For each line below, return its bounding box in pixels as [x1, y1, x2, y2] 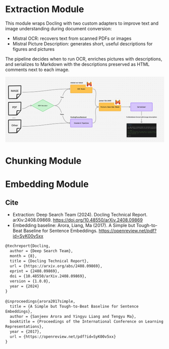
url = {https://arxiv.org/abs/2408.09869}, [10, 264, 102, 269]
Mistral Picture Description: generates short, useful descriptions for [12, 40, 153, 46]
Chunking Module [5, 155, 82, 167]
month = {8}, [10, 254, 37, 259]
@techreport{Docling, [5, 244, 51, 249]
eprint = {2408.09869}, [10, 269, 60, 274]
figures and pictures [12, 46, 54, 52]
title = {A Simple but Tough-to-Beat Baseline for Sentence [10, 304, 139, 309]
